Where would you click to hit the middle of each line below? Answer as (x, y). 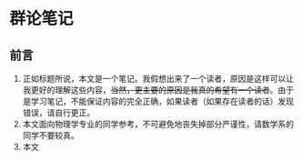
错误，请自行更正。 (59, 113)
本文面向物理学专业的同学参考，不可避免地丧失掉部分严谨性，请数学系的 (158, 124)
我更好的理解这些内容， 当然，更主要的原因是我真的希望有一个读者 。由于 (158, 90)
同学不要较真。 (50, 135)
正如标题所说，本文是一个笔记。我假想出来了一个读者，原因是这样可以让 (158, 79)
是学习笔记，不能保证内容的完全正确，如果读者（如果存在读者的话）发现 (158, 101)
